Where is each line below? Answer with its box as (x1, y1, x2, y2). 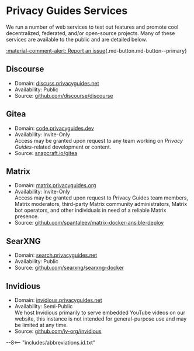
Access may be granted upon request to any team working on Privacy (14, 137, 183, 144)
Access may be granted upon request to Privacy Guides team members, (14, 194, 189, 201)
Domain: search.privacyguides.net (14, 252, 98, 259)
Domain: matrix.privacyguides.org (14, 182, 96, 189)
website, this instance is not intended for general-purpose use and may (14, 315, 187, 322)
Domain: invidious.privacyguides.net (14, 297, 102, 304)
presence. (14, 213, 39, 220)
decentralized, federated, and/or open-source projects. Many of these (6, 29, 175, 36)
